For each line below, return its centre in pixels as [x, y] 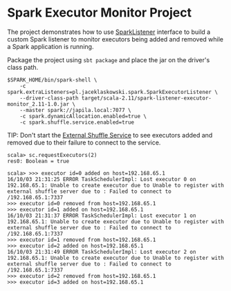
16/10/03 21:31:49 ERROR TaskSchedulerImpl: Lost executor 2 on [102, 252]
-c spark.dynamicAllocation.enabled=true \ [83, 116]
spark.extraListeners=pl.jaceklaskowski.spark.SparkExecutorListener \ [112, 92]
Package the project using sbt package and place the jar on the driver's [109, 59]
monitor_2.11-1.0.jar [38, 104]
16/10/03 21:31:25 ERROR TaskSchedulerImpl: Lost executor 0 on [102, 179]
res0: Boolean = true [38, 161]
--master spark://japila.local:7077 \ [75, 110]
